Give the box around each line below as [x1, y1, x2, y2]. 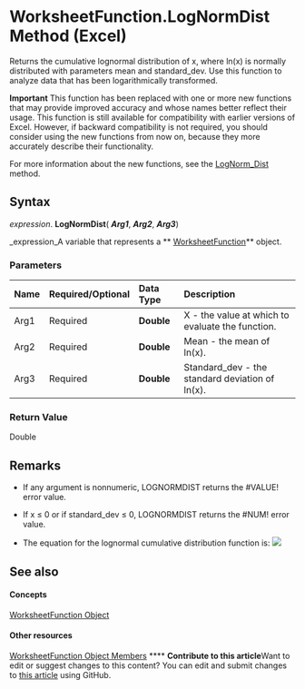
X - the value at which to [183, 309, 290, 321]
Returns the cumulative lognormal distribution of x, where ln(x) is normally [9, 55, 287, 66]
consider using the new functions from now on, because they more [9, 131, 261, 142]
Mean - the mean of [183, 335, 271, 348]
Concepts [9, 589, 47, 600]
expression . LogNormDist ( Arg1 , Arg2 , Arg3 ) [9, 218, 179, 229]
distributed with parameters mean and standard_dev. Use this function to [9, 65, 282, 76]
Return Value [9, 410, 68, 423]
